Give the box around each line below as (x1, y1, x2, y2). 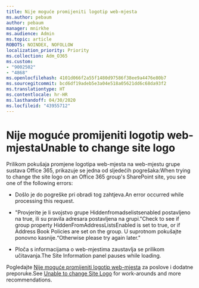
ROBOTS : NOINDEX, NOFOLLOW (6, 42, 73, 48)
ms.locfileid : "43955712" (6, 102, 70, 109)
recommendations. (6, 276, 52, 283)
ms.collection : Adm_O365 (6, 53, 68, 59)
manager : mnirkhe (6, 25, 49, 32)
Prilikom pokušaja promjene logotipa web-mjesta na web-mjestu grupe (6, 161, 181, 168)
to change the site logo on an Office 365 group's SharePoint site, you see (6, 173, 186, 180)
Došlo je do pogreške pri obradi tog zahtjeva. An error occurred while (14, 191, 184, 198)
